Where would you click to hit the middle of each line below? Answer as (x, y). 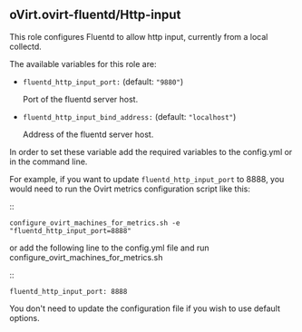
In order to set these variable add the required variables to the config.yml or (151, 151)
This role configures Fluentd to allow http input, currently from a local (139, 36)
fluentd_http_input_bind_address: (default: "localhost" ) (129, 116)
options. (25, 317)
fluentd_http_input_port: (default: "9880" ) (103, 82)
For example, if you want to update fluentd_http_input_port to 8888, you (147, 179)
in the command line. (49, 161)
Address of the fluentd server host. (88, 134)
